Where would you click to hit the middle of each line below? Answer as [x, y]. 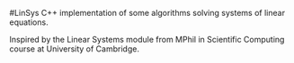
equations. [29, 22]
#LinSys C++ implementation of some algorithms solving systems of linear [147, 13]
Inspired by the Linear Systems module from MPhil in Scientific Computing [147, 39]
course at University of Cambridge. [74, 49]
